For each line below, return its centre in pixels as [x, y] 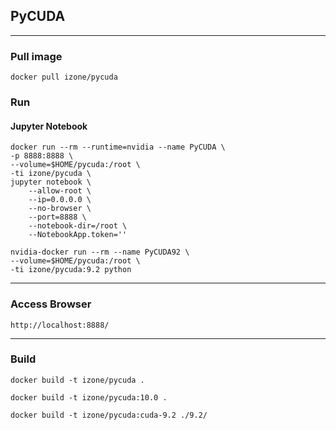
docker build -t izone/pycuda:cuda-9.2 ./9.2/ [109, 415]
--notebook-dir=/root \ [78, 226]
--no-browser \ [60, 209]
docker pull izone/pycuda [64, 77]
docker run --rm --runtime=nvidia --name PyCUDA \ [118, 147]
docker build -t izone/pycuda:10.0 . [89, 397]
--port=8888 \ [57, 217]
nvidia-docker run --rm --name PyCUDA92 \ [100, 252]
